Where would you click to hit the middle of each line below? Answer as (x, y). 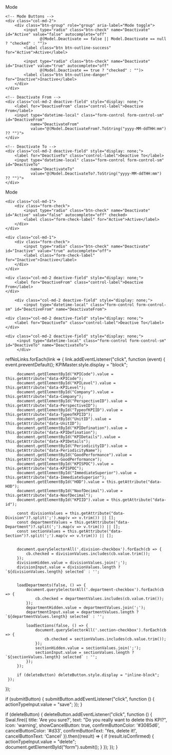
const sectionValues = (41, 531)
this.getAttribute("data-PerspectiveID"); (51, 405)
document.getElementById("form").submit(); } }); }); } (62, 747)
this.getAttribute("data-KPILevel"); (46, 388)
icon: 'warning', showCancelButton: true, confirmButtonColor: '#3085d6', (83, 725)
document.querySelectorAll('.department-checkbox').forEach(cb (95, 590)
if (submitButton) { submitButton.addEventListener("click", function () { (80, 699)
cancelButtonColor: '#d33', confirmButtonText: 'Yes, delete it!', (71, 731)
